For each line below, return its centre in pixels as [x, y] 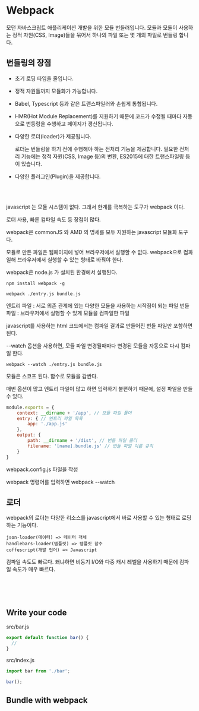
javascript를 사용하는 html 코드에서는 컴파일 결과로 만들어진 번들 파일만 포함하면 [99, 326]
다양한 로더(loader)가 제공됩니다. [53, 136]
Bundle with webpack [47, 700]
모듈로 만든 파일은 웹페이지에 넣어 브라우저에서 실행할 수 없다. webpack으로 [94, 252]
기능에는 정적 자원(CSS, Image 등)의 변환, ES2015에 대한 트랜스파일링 [102, 156]
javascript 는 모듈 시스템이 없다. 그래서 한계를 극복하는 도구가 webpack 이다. [96, 207]
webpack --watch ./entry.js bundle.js [54, 364]
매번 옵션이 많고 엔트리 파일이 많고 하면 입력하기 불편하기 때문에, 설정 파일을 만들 [99, 388]
